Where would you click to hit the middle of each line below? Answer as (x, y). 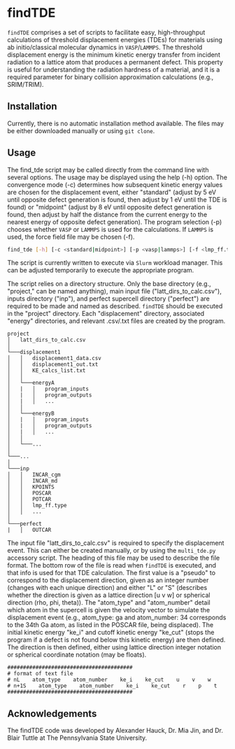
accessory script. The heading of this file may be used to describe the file (114, 558)
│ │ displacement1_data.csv (54, 359)
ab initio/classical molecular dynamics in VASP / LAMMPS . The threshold (105, 47)
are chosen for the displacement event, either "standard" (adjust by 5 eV (112, 192)
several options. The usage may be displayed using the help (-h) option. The (117, 177)
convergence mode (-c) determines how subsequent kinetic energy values (115, 184)
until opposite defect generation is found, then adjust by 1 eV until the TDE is (117, 199)
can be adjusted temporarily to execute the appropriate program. (101, 270)
